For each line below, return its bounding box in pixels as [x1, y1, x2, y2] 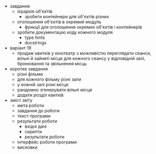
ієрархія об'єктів [17, 8, 53, 14]
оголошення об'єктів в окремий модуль [17, 19, 102, 25]
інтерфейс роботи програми [17, 139, 78, 145]
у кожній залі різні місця [17, 82, 69, 87]
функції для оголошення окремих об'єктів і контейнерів [24, 24, 142, 30]
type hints [24, 34, 45, 40]
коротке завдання [9, 66, 48, 72]
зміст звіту [9, 97, 33, 103]
